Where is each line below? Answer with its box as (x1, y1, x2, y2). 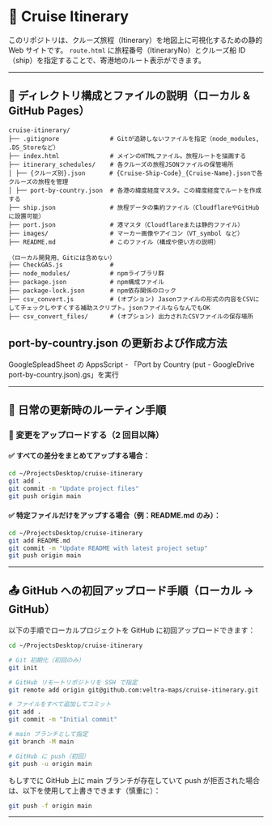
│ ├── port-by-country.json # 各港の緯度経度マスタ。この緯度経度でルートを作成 (8, 186, 261, 194)
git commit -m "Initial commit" (8, 716, 117, 724)
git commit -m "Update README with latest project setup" (8, 544, 208, 552)
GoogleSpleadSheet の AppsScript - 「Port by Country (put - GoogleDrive (8, 360, 255, 369)
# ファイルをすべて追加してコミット (8, 700, 112, 709)
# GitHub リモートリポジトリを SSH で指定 (8, 678, 138, 687)
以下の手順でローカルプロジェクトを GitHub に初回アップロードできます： (8, 625, 256, 635)
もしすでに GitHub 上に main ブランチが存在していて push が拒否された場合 (8, 775, 261, 785)
